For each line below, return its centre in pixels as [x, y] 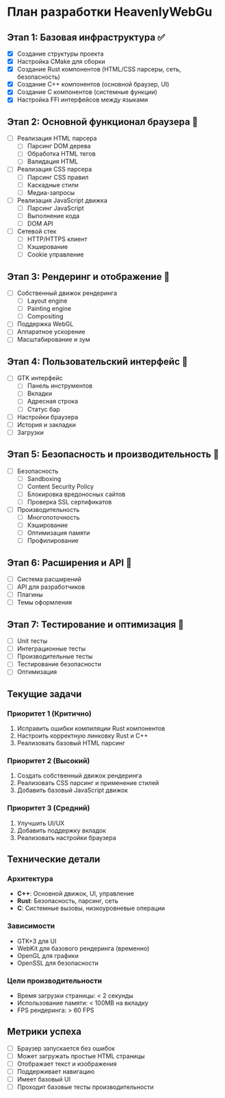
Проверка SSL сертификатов [69, 502]
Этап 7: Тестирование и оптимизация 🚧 [96, 624]
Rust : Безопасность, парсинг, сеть [67, 901]
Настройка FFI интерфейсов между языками [82, 100]
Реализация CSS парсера [54, 170]
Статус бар [43, 409]
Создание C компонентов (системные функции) [87, 92]
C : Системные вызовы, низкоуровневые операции [91, 908]
